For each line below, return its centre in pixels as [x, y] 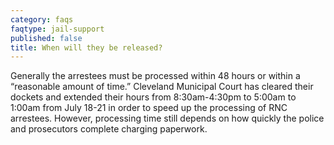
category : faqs [42, 19]
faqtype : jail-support [57, 29]
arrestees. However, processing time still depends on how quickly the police [167, 118]
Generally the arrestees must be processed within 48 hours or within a [155, 76]
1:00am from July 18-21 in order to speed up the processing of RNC [149, 108]
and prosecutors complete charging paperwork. [109, 129]
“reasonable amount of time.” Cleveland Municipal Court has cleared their [162, 87]
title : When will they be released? [86, 47]
